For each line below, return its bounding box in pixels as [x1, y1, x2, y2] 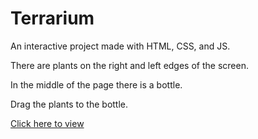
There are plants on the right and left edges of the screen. [10, 59, 249, 71]
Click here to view [10, 117, 85, 129]
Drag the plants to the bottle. [10, 98, 129, 110]
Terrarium [10, 7, 95, 30]
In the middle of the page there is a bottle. [10, 78, 183, 91]
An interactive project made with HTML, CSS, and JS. [10, 40, 231, 52]
